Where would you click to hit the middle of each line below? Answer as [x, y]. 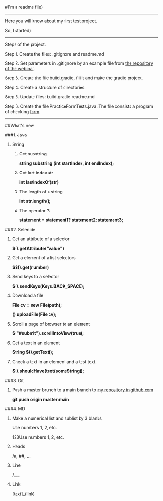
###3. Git [15, 380]
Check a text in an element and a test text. [54, 362]
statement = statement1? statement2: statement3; [71, 220]
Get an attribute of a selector [41, 239]
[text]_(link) [24, 494]
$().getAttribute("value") [38, 248]
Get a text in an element [36, 343]
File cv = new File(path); [37, 305]
